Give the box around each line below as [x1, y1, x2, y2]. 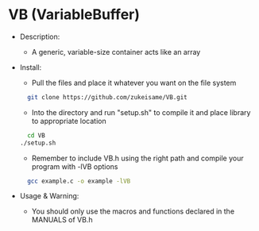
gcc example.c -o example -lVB [27, 177, 131, 185]
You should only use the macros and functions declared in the [31, 206, 235, 216]
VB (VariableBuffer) [8, 6, 141, 24]
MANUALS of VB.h [31, 215, 93, 225]
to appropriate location [31, 116, 106, 125]
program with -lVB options [31, 161, 118, 171]
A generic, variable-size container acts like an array [31, 47, 201, 56]
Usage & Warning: [19, 191, 79, 201]
